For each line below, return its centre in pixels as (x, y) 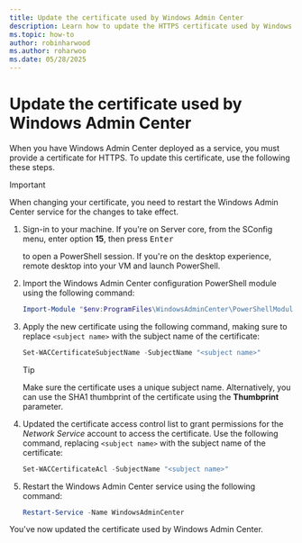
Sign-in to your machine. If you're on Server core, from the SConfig (147, 229)
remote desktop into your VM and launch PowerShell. (121, 266)
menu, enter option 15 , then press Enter (98, 239)
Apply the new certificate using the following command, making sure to (155, 326)
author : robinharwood (50, 43)
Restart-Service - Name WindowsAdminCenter (103, 512)
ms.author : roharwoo (48, 51)
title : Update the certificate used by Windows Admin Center (127, 18)
